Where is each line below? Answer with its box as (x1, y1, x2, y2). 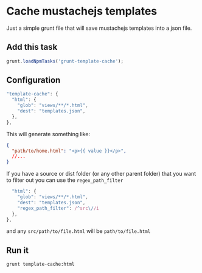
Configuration (6, 75, 61, 86)
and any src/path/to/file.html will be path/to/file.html (6, 227, 151, 235)
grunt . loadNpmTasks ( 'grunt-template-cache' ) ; (6, 58, 124, 64)
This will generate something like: (6, 130, 91, 137)
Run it (6, 245, 29, 255)
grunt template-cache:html (6, 261, 75, 268)
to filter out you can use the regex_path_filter (6, 176, 124, 184)
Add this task (6, 42, 58, 52)
